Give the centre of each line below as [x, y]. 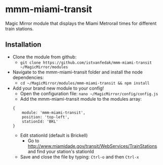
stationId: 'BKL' [40, 121]
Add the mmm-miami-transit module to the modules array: [81, 99]
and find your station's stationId [61, 151]
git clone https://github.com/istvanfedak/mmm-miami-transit [86, 63]
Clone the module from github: [45, 57]
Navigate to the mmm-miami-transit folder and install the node [77, 72]
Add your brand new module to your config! [58, 88]
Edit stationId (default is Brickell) [54, 135]
